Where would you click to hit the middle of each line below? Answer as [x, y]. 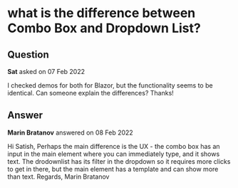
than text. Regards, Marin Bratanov [58, 177]
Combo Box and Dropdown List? [104, 28]
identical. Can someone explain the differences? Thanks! [91, 93]
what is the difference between [102, 13]
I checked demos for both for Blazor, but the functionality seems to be [110, 85]
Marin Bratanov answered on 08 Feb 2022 [70, 132]
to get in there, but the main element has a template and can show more [113, 169]
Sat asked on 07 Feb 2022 [46, 72]
